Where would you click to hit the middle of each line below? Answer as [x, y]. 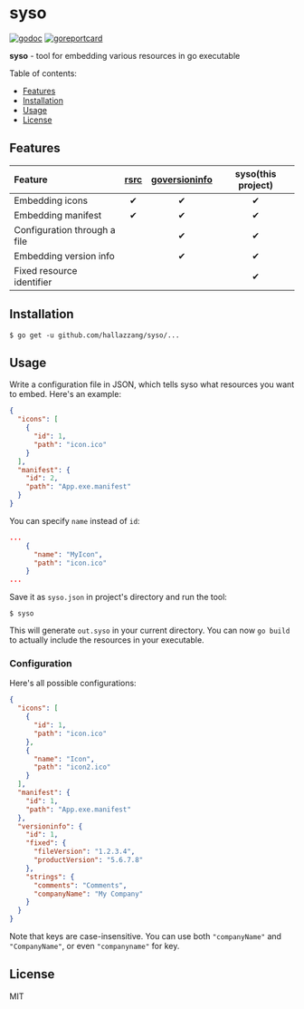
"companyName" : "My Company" [88, 894]
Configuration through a [65, 229]
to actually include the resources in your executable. [107, 640]
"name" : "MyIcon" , [68, 554]
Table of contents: [43, 73]
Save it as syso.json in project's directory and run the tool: [119, 597]
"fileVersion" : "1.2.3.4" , [84, 852]
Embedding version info [64, 256]
